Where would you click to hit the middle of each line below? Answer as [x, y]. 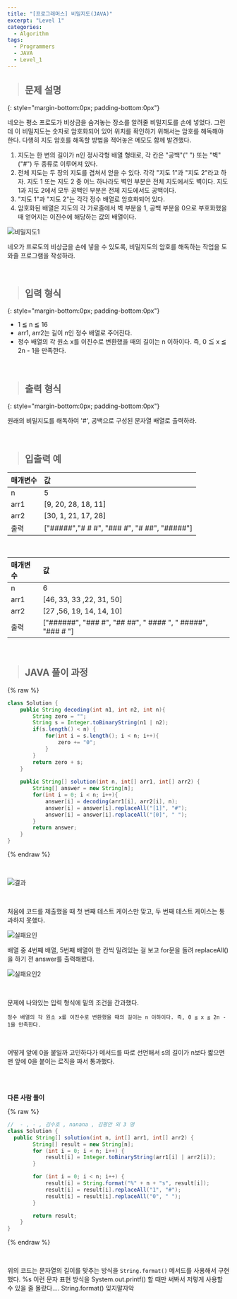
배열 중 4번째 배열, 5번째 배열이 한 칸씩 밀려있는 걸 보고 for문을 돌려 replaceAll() [118, 950]
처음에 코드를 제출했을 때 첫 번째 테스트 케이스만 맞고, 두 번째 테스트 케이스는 [113, 911]
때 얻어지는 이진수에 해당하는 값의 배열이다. [77, 217]
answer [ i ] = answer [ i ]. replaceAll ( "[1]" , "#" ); [116, 808]
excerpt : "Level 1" [36, 20]
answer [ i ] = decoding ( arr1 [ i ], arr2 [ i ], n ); [111, 801]
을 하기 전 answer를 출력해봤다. [51, 959]
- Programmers [34, 47]
